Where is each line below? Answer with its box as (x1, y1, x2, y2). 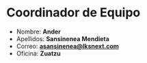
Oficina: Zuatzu (16, 49, 61, 58)
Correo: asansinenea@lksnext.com (16, 42, 119, 50)
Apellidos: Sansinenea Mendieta (16, 34, 110, 42)
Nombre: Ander (16, 27, 61, 36)
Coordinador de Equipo (6, 5, 141, 21)
